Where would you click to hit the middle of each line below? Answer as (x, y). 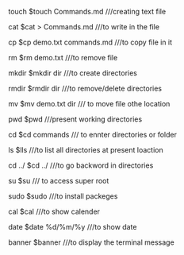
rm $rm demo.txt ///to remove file (63, 58)
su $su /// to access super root (59, 181)
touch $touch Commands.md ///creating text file (87, 12)
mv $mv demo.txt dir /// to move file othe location (89, 104)
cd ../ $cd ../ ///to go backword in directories (81, 165)
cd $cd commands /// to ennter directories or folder (92, 135)
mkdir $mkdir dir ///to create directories (73, 73)
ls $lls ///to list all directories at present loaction (86, 150)
